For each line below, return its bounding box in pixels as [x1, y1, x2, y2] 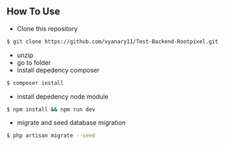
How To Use [6, 6, 61, 18]
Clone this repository [16, 24, 78, 32]
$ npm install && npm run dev [6, 106, 96, 113]
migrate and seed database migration [16, 118, 126, 127]
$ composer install [6, 79, 64, 87]
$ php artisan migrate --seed [6, 132, 96, 140]
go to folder [16, 58, 51, 66]
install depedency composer [16, 66, 100, 74]
